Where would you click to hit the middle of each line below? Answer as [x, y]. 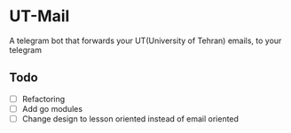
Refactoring [43, 99]
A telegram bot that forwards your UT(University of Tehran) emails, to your [145, 41]
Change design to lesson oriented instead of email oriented [130, 118]
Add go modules [52, 108]
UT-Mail [39, 16]
